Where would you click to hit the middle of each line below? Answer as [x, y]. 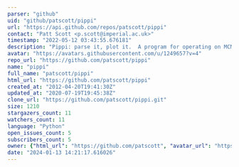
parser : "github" [33, 14]
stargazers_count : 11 [39, 113]
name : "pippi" [28, 67]
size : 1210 [23, 107]
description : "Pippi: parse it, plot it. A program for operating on [114, 47]
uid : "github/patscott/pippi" [52, 21]
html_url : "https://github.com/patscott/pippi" [79, 80]
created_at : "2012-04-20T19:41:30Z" [62, 87]
